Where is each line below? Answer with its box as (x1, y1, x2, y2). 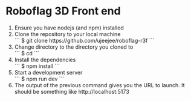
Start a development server (14, 69, 83, 76)
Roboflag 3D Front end (5, 4, 121, 18)
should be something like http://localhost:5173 (14, 88, 129, 95)
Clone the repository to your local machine (14, 30, 121, 37)
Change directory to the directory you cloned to (14, 43, 134, 50)
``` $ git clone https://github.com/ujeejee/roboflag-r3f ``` (14, 37, 155, 44)
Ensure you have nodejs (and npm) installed (14, 24, 125, 31)
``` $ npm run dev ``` (14, 75, 65, 82)
